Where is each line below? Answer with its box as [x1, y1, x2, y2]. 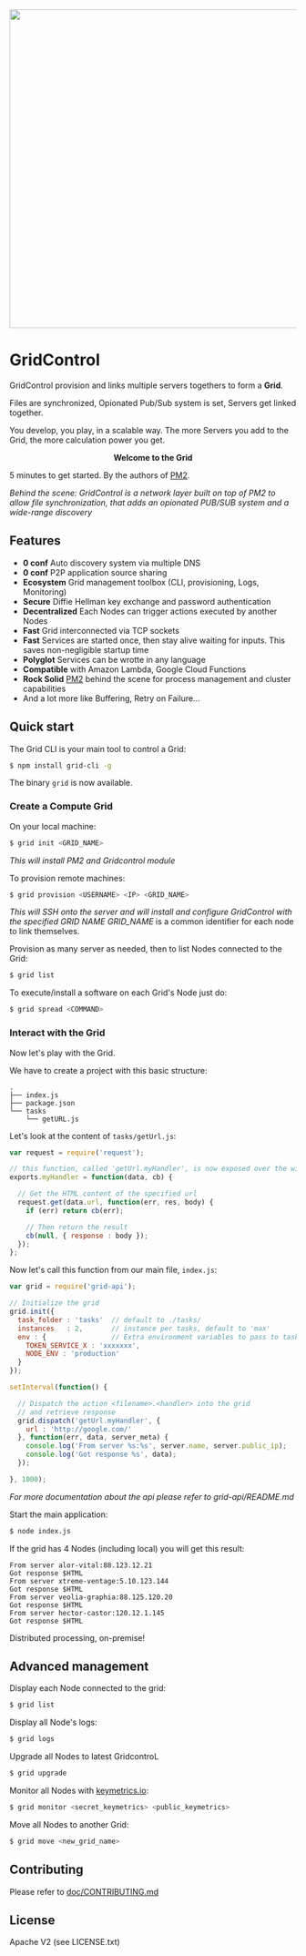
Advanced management [9, 1659, 149, 1675]
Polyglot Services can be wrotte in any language [22, 654, 207, 665]
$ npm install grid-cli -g [9, 760, 112, 770]
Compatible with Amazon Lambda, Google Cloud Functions [22, 664, 247, 675]
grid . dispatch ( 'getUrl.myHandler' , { [17, 1416, 161, 1425]
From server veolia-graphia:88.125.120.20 [9, 1593, 173, 1602]
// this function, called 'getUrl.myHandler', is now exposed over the [9, 1165, 287, 1174]
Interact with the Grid [9, 1026, 106, 1039]
